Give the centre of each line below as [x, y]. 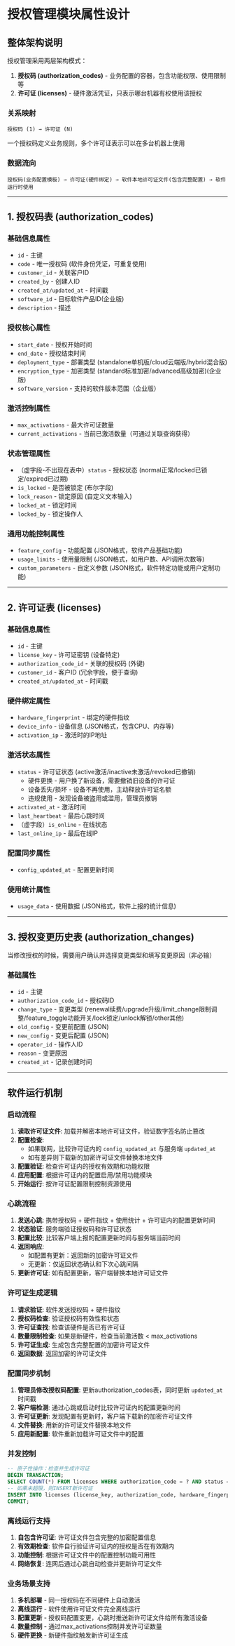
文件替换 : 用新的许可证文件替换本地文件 [74, 1425]
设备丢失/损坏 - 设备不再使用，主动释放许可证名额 [99, 789]
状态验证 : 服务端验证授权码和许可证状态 [74, 1229]
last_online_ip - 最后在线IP [58, 833]
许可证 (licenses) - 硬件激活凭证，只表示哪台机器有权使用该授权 [109, 93]
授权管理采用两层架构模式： [47, 61]
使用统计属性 [29, 889]
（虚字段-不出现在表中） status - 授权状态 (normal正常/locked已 [109, 470]
